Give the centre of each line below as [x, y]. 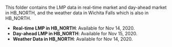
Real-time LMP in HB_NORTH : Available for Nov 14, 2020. [74, 28]
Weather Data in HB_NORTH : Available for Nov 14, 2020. [73, 39]
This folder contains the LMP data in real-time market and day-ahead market [86, 7]
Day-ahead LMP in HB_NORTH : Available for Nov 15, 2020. [75, 33]
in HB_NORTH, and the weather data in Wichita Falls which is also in [77, 13]
